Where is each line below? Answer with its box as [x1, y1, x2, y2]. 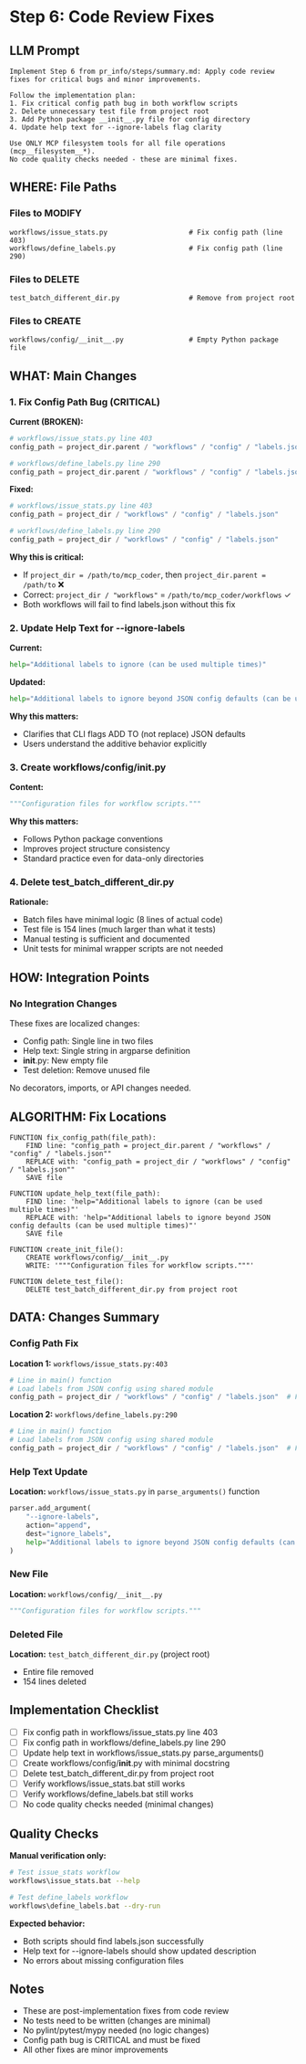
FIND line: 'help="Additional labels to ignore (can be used [25, 1196, 262, 1206]
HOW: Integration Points [9, 970, 150, 985]
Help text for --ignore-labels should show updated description [22, 1945, 257, 1956]
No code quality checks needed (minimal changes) [22, 1799, 214, 1810]
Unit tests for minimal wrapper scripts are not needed [22, 943, 224, 954]
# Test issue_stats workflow [9, 1868, 120, 1878]
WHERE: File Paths [9, 180, 117, 195]
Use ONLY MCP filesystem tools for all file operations [9, 139, 226, 148]
